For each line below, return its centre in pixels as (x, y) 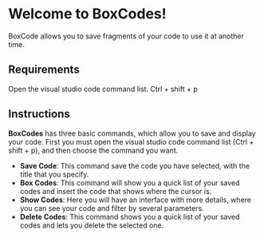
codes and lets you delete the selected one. (92, 225)
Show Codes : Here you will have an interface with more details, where (135, 200)
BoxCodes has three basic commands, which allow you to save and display (132, 133)
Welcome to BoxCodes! (87, 14)
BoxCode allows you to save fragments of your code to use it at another (126, 36)
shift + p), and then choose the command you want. (93, 150)
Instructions (39, 114)
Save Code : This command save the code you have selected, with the (134, 165)
